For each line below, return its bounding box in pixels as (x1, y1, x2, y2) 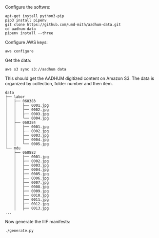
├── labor (5, 95, 25, 99)
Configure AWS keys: (5, 39, 48, 45)
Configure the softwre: (5, 4, 51, 10)
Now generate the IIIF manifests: (5, 219, 71, 224)
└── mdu (5, 146, 21, 151)
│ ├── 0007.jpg (14, 180, 49, 185)
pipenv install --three (5, 31, 54, 36)
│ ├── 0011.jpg (14, 197, 49, 202)
